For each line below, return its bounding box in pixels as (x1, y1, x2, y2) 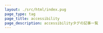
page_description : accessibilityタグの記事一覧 (4, 20, 99, 26)
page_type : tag (4, 12, 36, 16)
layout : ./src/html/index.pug (4, 7, 67, 12)
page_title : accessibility (4, 16, 60, 21)
